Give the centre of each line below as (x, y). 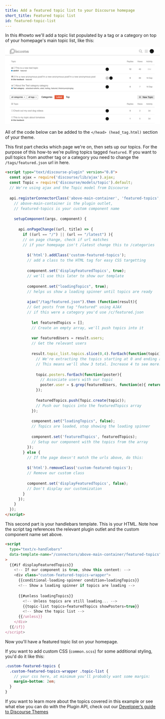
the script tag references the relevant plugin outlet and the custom (72, 529)
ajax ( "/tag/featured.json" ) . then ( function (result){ (82, 302)
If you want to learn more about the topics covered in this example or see (79, 701)
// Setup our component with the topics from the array (90, 442)
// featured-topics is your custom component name (67, 209)
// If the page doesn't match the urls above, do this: (85, 457)
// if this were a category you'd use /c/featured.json (85, 312)
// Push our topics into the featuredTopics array (89, 406)
